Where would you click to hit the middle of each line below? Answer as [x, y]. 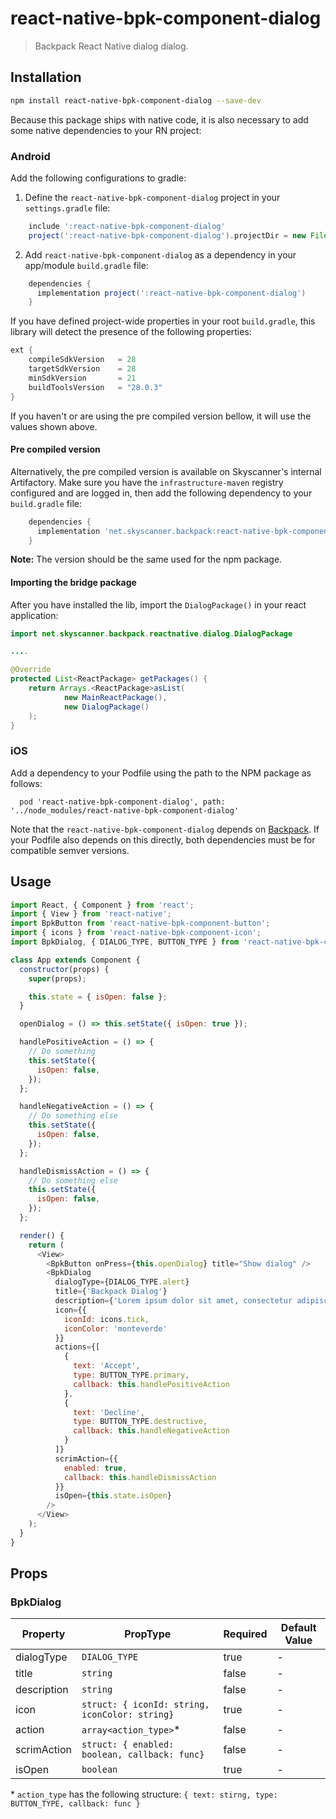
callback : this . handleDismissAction [140, 1477]
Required [245, 1634]
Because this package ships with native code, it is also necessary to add [159, 119]
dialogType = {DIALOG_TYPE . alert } [122, 1282]
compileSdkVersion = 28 [82, 360]
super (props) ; [57, 978]
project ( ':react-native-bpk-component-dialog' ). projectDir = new [167, 235]
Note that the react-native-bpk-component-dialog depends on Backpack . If [165, 829]
